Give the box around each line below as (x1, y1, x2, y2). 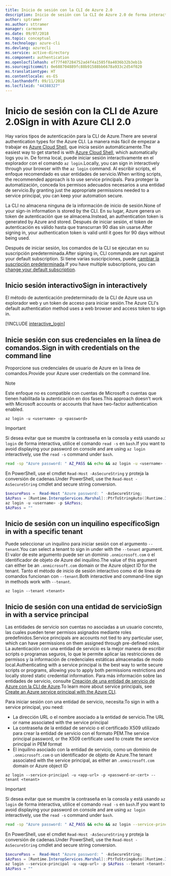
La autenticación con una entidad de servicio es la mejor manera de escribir (5, 646, 164, 652)
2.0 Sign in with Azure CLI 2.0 (5, 116, 131, 127)
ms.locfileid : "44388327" (5, 83, 60, 88)
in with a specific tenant (5, 527, 83, 536)
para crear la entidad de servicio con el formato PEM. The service (12, 730, 150, 736)
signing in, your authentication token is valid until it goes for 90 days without (5, 229, 165, 235)
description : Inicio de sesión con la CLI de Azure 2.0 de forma (5, 12, 147, 17)
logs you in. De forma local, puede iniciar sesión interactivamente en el (5, 154, 154, 161)
